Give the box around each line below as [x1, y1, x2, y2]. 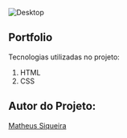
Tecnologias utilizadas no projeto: [8, 52, 121, 62]
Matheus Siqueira [8, 120, 67, 130]
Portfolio [8, 30, 53, 44]
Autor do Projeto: [8, 99, 96, 113]
